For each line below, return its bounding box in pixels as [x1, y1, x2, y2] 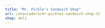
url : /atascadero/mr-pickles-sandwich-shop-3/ [5, 11, 101, 16]
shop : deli [5, 16, 27, 20]
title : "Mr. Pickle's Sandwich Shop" [5, 7, 81, 12]
